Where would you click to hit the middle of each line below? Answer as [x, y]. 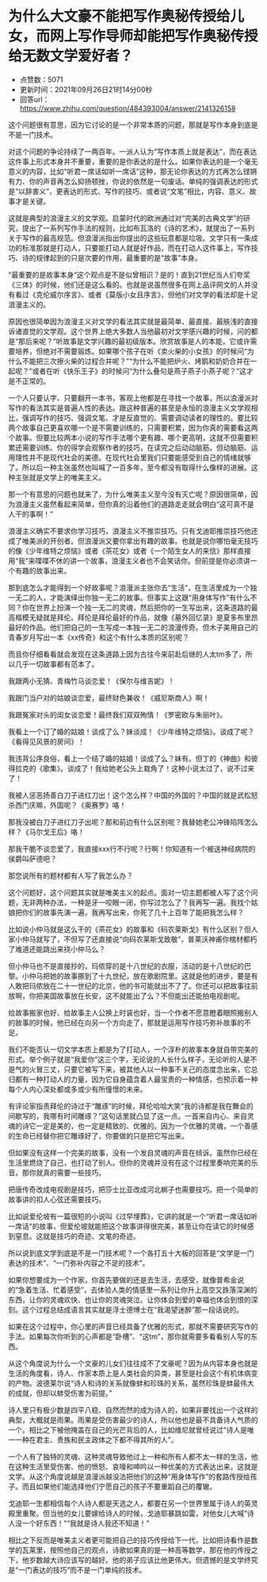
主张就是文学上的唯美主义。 [60, 477]
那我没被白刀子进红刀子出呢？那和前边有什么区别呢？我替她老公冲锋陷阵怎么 [133, 822]
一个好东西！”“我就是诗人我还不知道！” [86, 1523]
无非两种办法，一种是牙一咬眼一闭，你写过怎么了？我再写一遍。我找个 [136, 902]
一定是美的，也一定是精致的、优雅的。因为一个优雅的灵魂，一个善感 [147, 1126]
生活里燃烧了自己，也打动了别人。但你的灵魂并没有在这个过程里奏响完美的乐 [133, 1162]
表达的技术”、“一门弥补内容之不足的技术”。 [79, 1263]
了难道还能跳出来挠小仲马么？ [57, 949]
